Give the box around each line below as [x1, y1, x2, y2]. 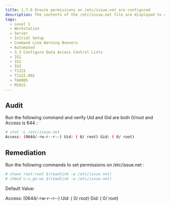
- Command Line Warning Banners [10, 40, 78, 45]
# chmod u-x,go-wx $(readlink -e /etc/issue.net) [5, 176, 112, 181]
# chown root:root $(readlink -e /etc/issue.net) [5, 172, 112, 177]
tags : [5, 17, 17, 22]
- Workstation [10, 26, 39, 31]
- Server [10, 31, 28, 36]
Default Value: [5, 185, 35, 191]
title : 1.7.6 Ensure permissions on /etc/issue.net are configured [5, 7, 151, 13]
